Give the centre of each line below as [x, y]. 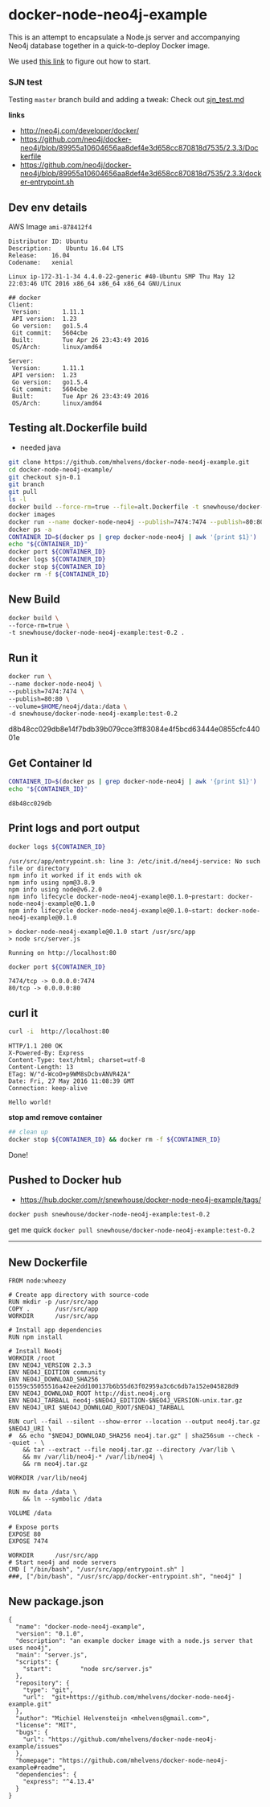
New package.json [56, 1601]
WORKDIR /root [32, 1358]
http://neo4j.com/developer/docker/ [79, 131]
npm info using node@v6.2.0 [55, 889]
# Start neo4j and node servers [62, 1562]
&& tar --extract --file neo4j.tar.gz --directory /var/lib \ [129, 1450]
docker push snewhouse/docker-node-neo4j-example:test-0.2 [109, 1214]
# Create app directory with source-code [79, 1295]
